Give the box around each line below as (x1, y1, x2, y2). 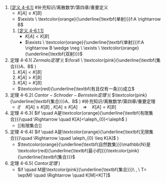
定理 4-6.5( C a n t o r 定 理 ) (10, 160, 60, 166)
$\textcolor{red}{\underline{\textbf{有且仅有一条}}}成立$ (17, 86, 135, 91)
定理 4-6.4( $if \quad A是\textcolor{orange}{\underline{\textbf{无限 (10, 129, 149, 135)
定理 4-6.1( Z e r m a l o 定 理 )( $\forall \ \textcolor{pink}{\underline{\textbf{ (10, 57, 156, 63)
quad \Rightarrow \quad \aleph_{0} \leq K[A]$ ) (22, 135, 119, 141)
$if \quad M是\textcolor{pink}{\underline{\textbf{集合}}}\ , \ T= (17, 166, 147, 172)
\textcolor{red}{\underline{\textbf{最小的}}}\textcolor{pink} (17, 148, 139, 153)
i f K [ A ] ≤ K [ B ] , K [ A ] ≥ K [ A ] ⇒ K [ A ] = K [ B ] (17, 104, 116, 110)
